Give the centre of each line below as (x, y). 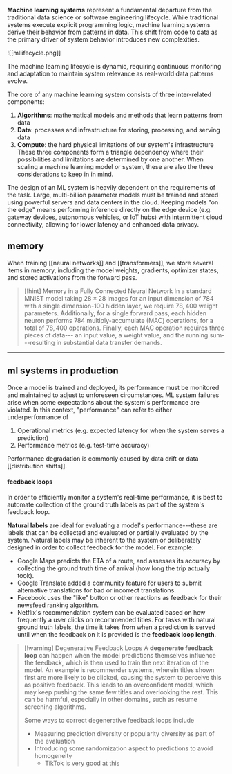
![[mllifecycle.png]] (34, 53)
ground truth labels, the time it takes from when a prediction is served (116, 627)
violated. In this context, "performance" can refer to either (90, 410)
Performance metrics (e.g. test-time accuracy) (83, 445)
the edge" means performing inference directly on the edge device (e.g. (109, 210)
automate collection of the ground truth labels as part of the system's (106, 504)
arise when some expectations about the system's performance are (104, 402)
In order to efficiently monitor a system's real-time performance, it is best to (115, 497)
